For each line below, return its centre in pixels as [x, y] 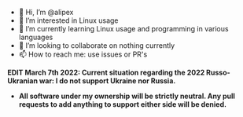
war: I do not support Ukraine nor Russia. [107, 81]
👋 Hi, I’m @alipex [46, 12]
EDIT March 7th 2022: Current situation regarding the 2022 [106, 72]
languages [36, 37]
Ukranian [23, 81]
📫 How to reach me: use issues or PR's [83, 54]
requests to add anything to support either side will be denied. [123, 104]
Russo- [219, 72]
